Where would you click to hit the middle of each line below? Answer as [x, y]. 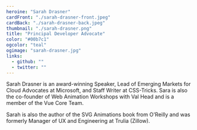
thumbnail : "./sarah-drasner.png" [49, 28]
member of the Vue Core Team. [45, 103]
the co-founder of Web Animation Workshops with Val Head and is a [90, 97]
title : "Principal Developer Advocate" [56, 34]
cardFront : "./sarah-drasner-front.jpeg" [59, 17]
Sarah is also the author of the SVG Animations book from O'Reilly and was [98, 114]
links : [14, 56]
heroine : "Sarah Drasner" [38, 12]
